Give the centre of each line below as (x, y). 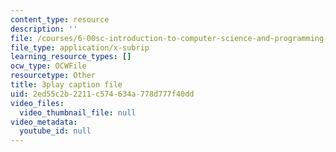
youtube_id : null (55, 131)
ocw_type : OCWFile (48, 66)
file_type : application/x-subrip (80, 47)
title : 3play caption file (66, 85)
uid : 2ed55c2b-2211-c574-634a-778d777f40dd (102, 94)
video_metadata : (44, 122)
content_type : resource (60, 19)
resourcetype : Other (53, 76)
